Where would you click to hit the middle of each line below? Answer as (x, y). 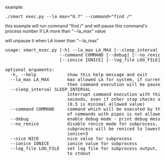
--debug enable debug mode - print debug (79, 119)
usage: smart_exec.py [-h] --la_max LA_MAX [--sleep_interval (82, 50)
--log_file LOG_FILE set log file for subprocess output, (84, 148)
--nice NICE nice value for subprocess (71, 139)
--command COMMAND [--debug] (95, 55)
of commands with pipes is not (105, 114)
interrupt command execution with (109, 94)
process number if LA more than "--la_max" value (55, 31)
